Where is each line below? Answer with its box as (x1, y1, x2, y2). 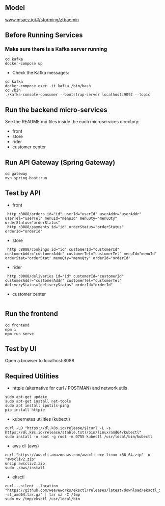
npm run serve (5, 331, 34, 336)
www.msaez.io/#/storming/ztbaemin (5, 16, 79, 23)
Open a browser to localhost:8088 (5, 358, 75, 364)
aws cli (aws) (12, 443, 39, 449)
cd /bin (5, 88, 21, 93)
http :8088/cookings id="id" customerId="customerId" (7, 247, 120, 252)
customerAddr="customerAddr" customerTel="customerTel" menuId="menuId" (5, 251, 157, 256)
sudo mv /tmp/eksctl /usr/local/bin (5, 497, 80, 502)
